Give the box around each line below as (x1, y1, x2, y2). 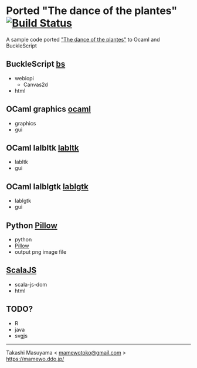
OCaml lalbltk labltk (6, 142, 79, 153)
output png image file (14, 248, 67, 255)
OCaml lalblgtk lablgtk (6, 182, 89, 192)
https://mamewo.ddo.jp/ (6, 355, 64, 362)
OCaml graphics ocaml (6, 104, 91, 114)
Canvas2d (23, 81, 48, 88)
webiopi (14, 74, 34, 81)
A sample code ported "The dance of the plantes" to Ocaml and (6, 36, 160, 43)
